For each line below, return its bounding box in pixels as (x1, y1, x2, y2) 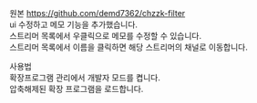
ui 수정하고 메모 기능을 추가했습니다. (9, 19, 139, 30)
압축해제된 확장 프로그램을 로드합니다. (9, 84, 144, 94)
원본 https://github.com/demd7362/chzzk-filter (9, 8, 186, 18)
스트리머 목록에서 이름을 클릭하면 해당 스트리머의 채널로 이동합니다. (9, 42, 248, 52)
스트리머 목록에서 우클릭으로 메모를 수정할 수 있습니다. (9, 31, 202, 41)
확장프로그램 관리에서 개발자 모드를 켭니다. (9, 72, 161, 83)
